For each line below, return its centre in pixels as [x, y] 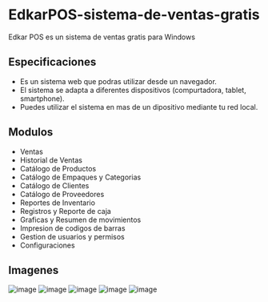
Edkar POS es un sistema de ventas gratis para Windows [102, 37]
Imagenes [34, 270]
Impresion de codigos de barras [72, 228]
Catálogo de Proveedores [62, 194]
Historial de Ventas [51, 160]
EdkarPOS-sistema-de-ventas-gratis [134, 15]
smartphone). [42, 99]
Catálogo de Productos [58, 168]
